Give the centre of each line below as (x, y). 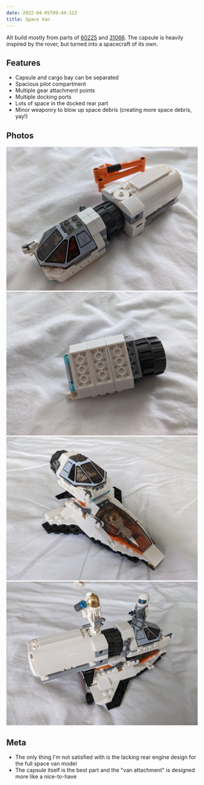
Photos (20, 135)
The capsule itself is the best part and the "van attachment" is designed (105, 770)
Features (23, 63)
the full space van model (46, 763)
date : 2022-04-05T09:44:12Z (42, 13)
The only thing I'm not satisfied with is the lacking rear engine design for (105, 757)
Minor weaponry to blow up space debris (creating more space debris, (104, 110)
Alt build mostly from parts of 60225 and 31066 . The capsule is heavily (95, 37)
